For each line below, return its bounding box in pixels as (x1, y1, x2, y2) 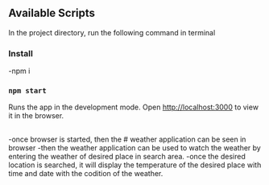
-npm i (8, 66, 31, 76)
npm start (8, 86, 47, 96)
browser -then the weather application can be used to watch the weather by (8, 142, 262, 152)
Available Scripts (8, 6, 95, 20)
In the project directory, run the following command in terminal (8, 27, 216, 37)
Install (8, 47, 34, 59)
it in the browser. (8, 111, 64, 121)
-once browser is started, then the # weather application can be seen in (8, 134, 246, 144)
